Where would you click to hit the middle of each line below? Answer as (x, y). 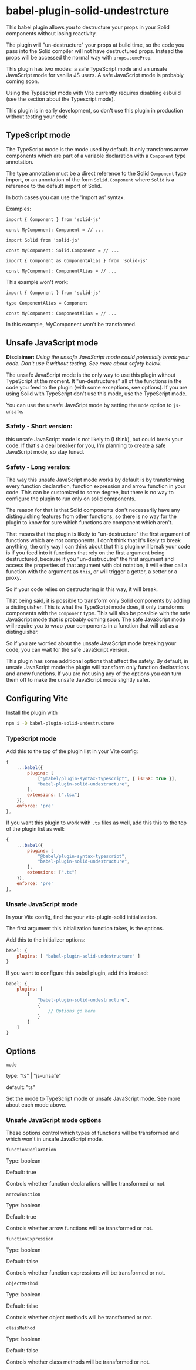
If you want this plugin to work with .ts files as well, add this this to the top (96, 823)
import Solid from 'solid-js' (43, 240)
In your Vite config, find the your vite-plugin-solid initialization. (82, 917)
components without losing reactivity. (51, 33)
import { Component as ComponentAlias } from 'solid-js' (77, 260)
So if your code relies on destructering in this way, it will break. (82, 589)
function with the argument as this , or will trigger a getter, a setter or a (92, 572)
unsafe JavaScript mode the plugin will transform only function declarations (98, 668)
